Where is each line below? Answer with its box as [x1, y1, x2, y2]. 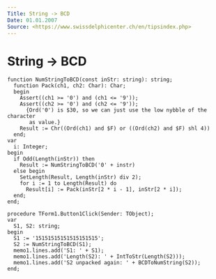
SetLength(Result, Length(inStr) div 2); [20, 174, 141, 181]
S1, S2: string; [13, 223, 61, 230]
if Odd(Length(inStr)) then [13, 156, 95, 163]
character [7, 113, 36, 120]
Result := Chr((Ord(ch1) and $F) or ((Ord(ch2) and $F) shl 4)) [20, 125, 210, 133]
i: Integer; [13, 144, 49, 151]
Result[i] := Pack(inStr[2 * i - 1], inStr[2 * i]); [25, 186, 183, 193]
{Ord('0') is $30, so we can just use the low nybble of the [25, 107, 208, 114]
